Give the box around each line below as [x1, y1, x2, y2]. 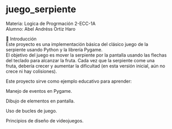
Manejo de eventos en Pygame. [6, 88, 72, 94]
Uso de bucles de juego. [6, 108, 58, 114]
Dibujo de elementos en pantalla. [6, 98, 75, 104]
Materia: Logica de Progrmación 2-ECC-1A [6, 20, 96, 27]
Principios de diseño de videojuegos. [6, 117, 84, 123]
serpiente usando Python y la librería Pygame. [6, 46, 103, 53]
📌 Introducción [6, 36, 37, 42]
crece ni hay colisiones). [6, 68, 57, 74]
